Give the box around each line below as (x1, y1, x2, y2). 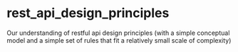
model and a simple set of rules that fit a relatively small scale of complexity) (6, 36, 232, 44)
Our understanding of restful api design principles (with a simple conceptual (6, 28, 230, 37)
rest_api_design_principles (6, 5, 170, 21)
